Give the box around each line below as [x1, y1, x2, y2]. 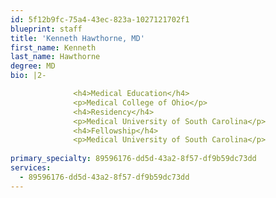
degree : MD [10, 61, 56, 71]
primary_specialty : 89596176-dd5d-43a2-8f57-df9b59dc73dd [10, 154, 257, 164]
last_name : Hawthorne [10, 52, 101, 62]
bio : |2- [10, 71, 47, 81]
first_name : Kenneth [10, 42, 97, 53]
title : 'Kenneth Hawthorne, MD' [10, 33, 145, 43]
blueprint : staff [10, 24, 83, 34]
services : [10, 163, 52, 173]
